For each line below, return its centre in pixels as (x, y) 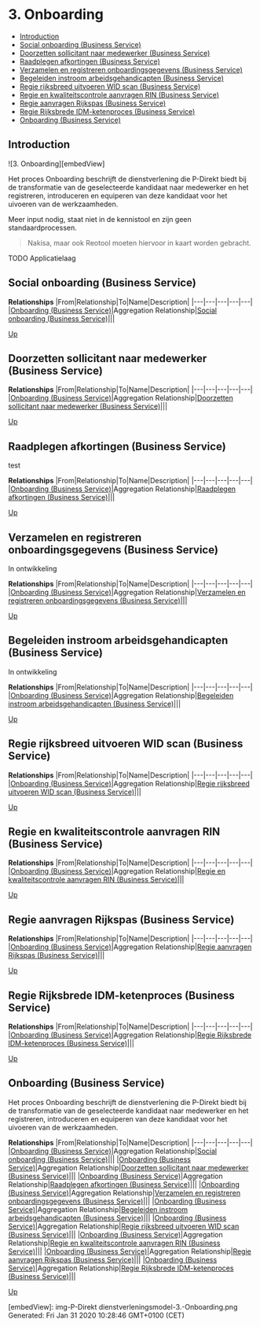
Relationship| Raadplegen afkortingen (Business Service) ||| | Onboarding (124, 1184)
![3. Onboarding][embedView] (57, 164)
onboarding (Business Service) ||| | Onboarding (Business (99, 1159)
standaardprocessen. (42, 227)
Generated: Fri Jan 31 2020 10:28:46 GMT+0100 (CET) (96, 1315)
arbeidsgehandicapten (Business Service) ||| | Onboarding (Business (117, 1218)
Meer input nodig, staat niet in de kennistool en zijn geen (100, 219)
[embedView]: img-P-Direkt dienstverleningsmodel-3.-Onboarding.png (123, 1307)
